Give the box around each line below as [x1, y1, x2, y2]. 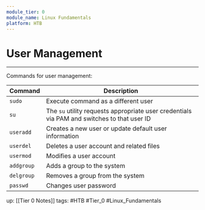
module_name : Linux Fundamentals [6, 15, 92, 21]
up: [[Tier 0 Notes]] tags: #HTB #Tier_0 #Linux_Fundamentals [6, 197, 162, 205]
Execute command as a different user [46, 97, 154, 105]
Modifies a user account [46, 152, 116, 160]
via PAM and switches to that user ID [46, 114, 151, 123]
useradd [9, 129, 32, 136]
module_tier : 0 [6, 9, 45, 15]
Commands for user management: [6, 72, 93, 80]
